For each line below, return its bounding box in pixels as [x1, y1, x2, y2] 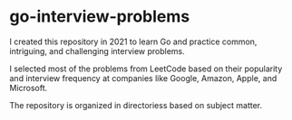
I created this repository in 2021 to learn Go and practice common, [9, 36, 258, 47]
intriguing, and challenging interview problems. [9, 45, 186, 56]
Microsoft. [9, 82, 48, 93]
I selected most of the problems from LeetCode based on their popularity [9, 63, 283, 74]
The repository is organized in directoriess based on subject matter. [9, 99, 263, 110]
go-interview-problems [9, 6, 190, 27]
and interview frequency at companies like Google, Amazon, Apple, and [9, 72, 277, 83]
